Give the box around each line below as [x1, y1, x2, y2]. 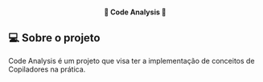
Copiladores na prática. [8, 64, 86, 74]
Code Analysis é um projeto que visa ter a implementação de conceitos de [8, 57, 255, 66]
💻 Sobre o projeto [8, 31, 101, 45]
